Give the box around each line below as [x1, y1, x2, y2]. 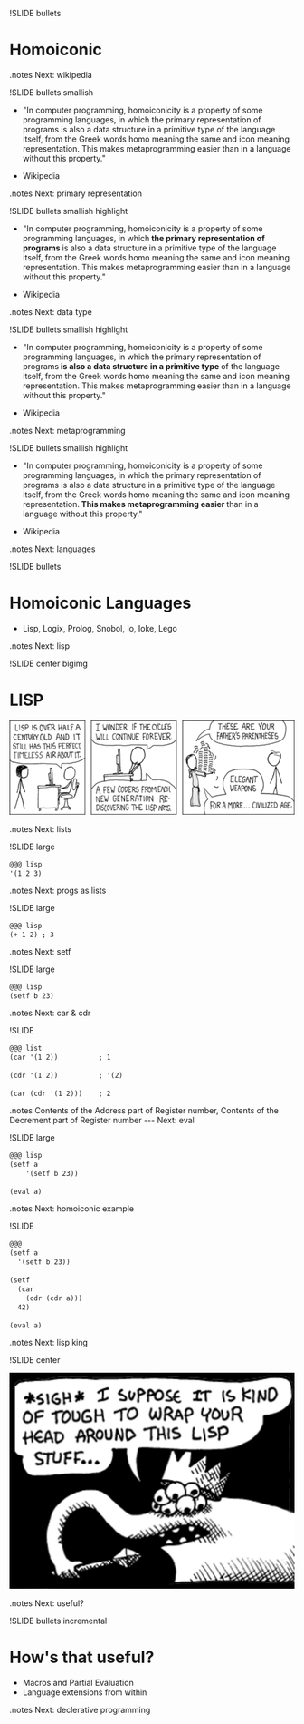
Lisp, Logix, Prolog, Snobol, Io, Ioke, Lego [22, 622, 178, 633]
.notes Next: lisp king [9, 1337, 89, 1348]
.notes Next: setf [9, 946, 71, 957]
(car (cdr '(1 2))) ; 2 [9, 1089, 111, 1099]
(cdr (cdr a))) [25, 1294, 83, 1303]
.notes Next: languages [9, 544, 96, 554]
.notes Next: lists [9, 824, 72, 835]
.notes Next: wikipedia [9, 69, 92, 80]
